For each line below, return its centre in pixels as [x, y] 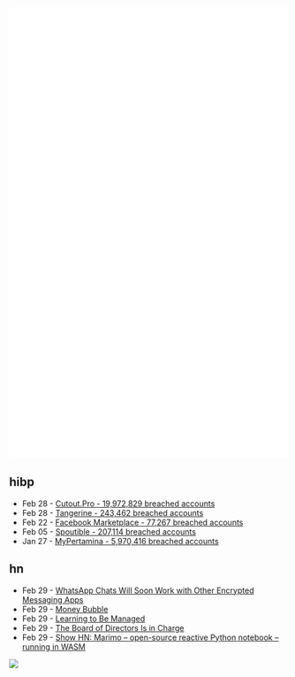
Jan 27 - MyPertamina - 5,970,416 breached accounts [120, 541]
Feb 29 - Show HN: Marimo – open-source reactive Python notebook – [150, 637]
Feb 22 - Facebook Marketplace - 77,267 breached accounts [132, 522]
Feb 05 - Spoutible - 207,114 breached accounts [109, 531]
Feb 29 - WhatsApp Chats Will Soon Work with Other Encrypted [138, 590]
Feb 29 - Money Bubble [65, 609]
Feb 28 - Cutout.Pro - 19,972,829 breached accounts [118, 504]
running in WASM [53, 646]
